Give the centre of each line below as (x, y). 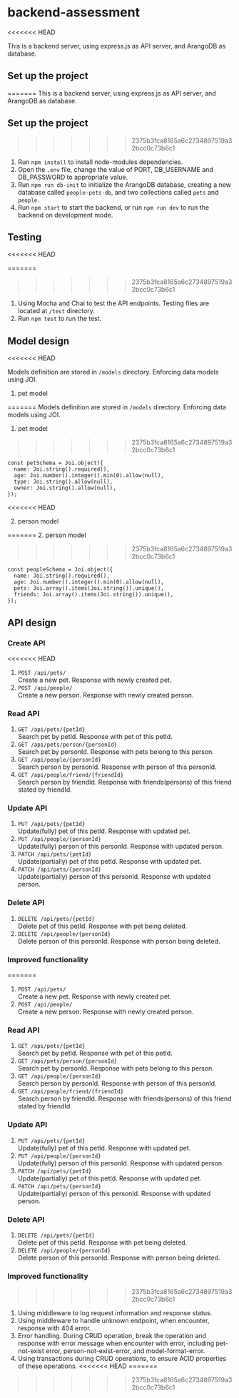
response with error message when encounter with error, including (116, 1343)
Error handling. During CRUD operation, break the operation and (112, 1336)
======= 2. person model (47, 535)
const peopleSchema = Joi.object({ (60, 570)
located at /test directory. (56, 311)
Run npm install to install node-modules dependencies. (100, 162)
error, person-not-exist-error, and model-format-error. (125, 1351)
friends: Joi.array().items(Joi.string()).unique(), (94, 595)
